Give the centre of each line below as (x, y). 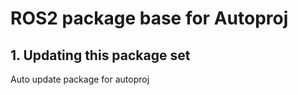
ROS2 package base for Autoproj (149, 18)
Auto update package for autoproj (80, 79)
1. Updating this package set (100, 55)
